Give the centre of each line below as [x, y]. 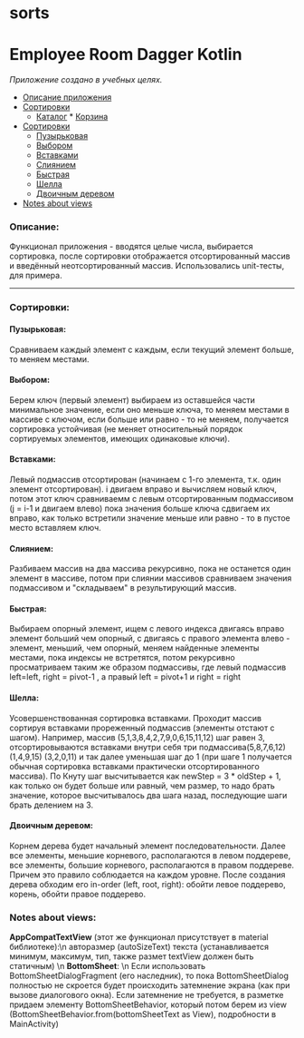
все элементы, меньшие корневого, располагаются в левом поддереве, [150, 855]
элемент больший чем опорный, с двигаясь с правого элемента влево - [150, 639]
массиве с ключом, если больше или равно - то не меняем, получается [149, 419]
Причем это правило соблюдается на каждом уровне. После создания [147, 875]
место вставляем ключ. [55, 527]
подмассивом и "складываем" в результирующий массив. [123, 588]
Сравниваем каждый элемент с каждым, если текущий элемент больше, [152, 349]
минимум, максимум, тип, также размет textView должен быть [132, 956]
